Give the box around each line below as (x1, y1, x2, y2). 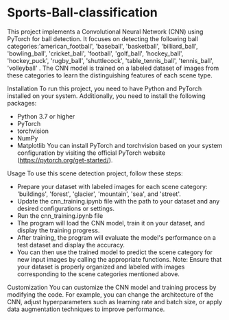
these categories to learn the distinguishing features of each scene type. (7, 71, 213, 79)
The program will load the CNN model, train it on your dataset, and (16, 219, 206, 227)
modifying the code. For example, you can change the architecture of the (7, 290, 214, 299)
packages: (7, 99, 37, 107)
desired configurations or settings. (16, 204, 115, 212)
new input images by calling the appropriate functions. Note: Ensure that (16, 255, 222, 263)
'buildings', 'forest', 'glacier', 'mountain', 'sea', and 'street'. (16, 190, 182, 198)
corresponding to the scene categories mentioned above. (16, 269, 180, 278)
